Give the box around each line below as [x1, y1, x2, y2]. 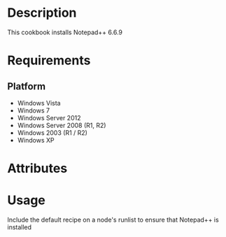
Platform [7, 80, 46, 92]
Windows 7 [17, 106, 50, 115]
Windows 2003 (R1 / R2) [17, 128, 87, 137]
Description [7, 5, 77, 21]
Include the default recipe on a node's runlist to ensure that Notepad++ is [7, 215, 219, 224]
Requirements [7, 52, 91, 69]
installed [7, 223, 32, 231]
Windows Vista [17, 99, 61, 107]
